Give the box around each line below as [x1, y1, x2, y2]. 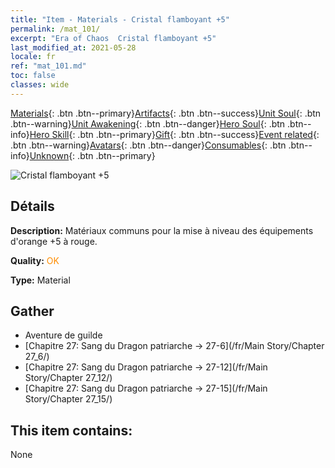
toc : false [10, 71, 56, 81]
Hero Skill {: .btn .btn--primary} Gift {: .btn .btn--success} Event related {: [29, 128, 320, 140]
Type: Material [10, 274, 71, 286]
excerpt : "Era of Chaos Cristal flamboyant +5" [10, 33, 217, 43]
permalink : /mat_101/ [10, 24, 101, 34]
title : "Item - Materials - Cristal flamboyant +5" [10, 14, 230, 25]
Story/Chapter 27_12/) [24, 372, 113, 384]
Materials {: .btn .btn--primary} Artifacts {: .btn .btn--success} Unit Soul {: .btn [10, 107, 322, 119]
